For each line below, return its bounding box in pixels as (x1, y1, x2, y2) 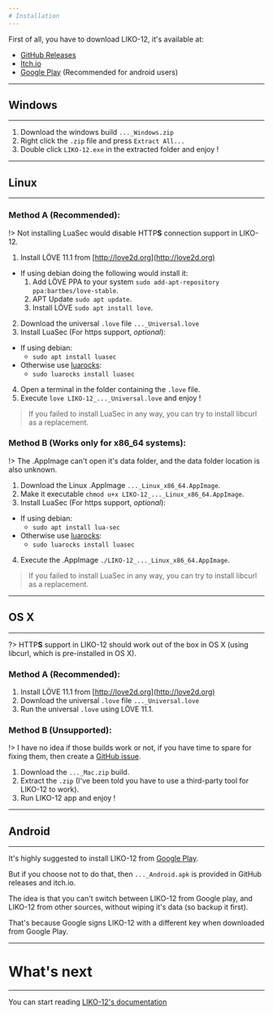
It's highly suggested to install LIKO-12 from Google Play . (8, 853, 199, 863)
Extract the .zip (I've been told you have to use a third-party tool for (19, 776, 249, 786)
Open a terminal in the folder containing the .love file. (19, 384, 201, 394)
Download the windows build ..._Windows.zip (19, 127, 175, 137)
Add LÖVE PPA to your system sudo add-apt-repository (32, 277, 219, 287)
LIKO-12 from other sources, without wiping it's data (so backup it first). (8, 902, 249, 912)
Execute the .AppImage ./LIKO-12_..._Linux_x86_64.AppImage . (19, 555, 230, 564)
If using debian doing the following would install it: (19, 268, 188, 278)
